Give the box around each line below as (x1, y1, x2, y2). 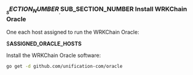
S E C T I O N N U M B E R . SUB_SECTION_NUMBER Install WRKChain (6, 5, 188, 16)
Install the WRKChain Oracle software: (6, 52, 101, 59)
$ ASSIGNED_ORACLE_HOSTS (6, 40, 82, 47)
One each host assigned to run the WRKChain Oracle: (6, 29, 140, 36)
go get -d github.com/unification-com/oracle (6, 64, 122, 70)
